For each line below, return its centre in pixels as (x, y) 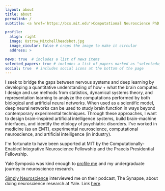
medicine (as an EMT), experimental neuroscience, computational (72, 129)
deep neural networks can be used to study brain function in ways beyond (80, 108)
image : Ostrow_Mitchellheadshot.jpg (47, 41)
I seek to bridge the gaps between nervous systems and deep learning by (80, 82)
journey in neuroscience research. (40, 169)
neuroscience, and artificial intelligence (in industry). (58, 134)
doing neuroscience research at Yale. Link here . (53, 184)
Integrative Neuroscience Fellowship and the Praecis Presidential (88, 149)
